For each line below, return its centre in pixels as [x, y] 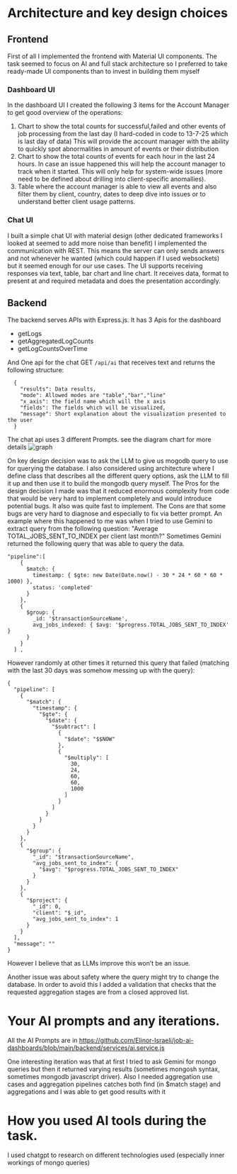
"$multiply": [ [87, 758]
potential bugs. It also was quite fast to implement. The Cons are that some [117, 506]
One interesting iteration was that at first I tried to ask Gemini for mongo [112, 1062]
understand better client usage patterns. [76, 202]
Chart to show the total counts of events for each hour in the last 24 [116, 157]
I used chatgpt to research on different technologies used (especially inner [116, 1155]
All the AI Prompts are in [42, 1041]
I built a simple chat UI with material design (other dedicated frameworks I [115, 235]
